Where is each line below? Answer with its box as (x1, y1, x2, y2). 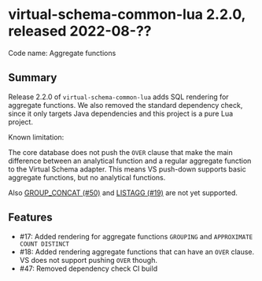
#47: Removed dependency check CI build (19, 264, 158, 273)
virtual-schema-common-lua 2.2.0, (8, 6, 246, 24)
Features (8, 211, 53, 224)
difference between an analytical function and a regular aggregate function (8, 156, 252, 165)
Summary (8, 71, 57, 84)
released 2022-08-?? (8, 22, 152, 40)
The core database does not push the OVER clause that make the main (8, 147, 234, 157)
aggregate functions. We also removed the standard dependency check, (8, 100, 243, 109)
